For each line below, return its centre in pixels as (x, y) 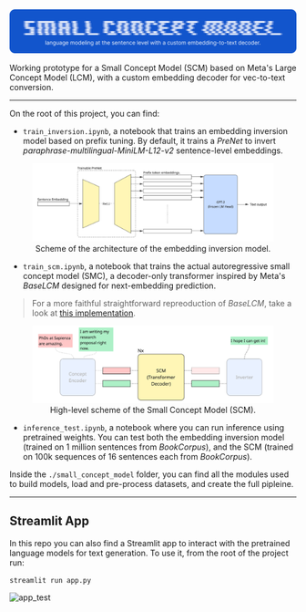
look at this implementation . (84, 313)
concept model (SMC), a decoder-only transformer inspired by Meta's (154, 275)
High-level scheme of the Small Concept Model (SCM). (153, 410)
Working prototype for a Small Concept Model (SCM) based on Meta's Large (153, 67)
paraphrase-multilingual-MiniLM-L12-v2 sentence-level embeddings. (153, 150)
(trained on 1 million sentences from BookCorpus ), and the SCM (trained (158, 447)
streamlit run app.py (51, 580)
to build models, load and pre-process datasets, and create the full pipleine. (152, 483)
